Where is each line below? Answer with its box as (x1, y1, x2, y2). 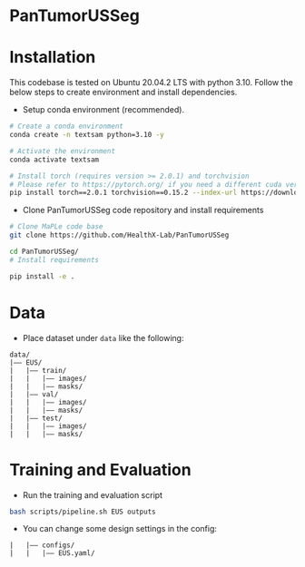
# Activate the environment (9, 146, 116, 155)
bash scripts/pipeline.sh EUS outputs (9, 507, 156, 516)
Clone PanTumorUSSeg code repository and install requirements (22, 205, 264, 216)
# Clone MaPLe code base (9, 222, 103, 231)
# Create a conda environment (9, 122, 124, 132)
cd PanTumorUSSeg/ (9, 247, 79, 256)
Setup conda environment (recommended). (22, 104, 184, 115)
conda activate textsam (9, 155, 100, 164)
